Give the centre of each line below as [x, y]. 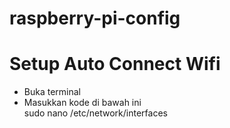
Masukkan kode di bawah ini [82, 103]
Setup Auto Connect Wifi [115, 64]
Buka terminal [52, 92]
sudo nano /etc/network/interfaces [95, 113]
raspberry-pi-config [95, 18]
